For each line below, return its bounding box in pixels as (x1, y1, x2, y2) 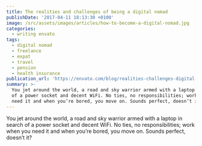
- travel (11, 59, 34, 65)
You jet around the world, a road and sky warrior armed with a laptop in (6, 115, 183, 122)
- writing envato (11, 31, 55, 37)
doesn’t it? (6, 133, 32, 141)
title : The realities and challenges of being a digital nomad (6, 8, 168, 15)
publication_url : (6, 76, 50, 82)
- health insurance (11, 70, 61, 76)
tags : (6, 37, 20, 43)
